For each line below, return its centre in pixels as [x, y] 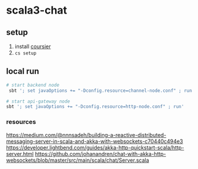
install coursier [33, 46]
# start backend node [33, 85]
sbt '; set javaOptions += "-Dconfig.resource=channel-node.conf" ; [95, 90]
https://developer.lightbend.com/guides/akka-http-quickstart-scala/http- [95, 147]
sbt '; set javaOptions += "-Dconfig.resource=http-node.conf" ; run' [95, 107]
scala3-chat [37, 10]
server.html [20, 154]
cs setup [25, 53]
